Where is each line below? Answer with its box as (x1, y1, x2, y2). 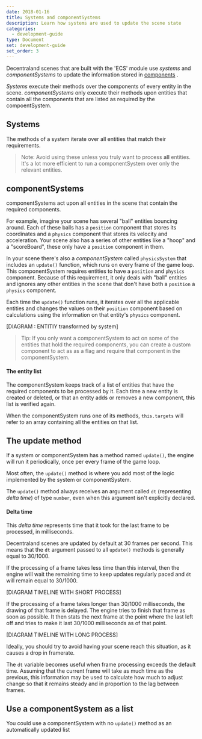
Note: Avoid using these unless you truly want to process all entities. (20, 153, 191, 160)
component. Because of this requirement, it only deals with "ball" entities (6, 274, 188, 281)
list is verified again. (6, 400, 56, 407)
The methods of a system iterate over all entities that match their (6, 135, 167, 142)
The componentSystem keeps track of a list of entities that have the (6, 381, 174, 388)
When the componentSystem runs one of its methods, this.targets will (6, 412, 184, 419)
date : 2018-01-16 (6, 8, 50, 15)
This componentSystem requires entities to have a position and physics (6, 267, 185, 275)
